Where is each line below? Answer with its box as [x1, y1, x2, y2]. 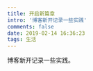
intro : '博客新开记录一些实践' [7, 17, 87, 24]
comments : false [7, 23, 54, 30]
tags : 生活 [7, 36, 37, 43]
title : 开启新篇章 [7, 10, 56, 17]
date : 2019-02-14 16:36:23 [7, 29, 85, 37]
